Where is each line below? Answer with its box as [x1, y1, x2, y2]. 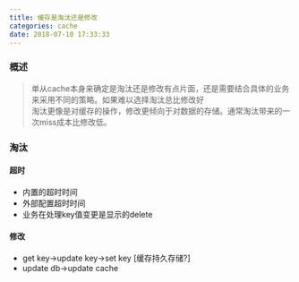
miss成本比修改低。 [38, 116, 112, 127]
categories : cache [9, 21, 78, 30]
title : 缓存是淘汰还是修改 [9, 13, 98, 22]
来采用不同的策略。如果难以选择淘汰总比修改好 [30, 94, 204, 105]
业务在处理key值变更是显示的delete [21, 209, 153, 219]
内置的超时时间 [21, 186, 78, 197]
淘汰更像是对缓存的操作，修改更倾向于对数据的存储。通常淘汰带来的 [30, 105, 283, 116]
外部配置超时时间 [21, 198, 86, 209]
